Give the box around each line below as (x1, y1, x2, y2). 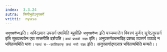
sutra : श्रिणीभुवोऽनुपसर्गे (5, 12, 44, 17)
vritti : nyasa (5, 16, 37, 21)
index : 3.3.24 (5, 7, 37, 12)
